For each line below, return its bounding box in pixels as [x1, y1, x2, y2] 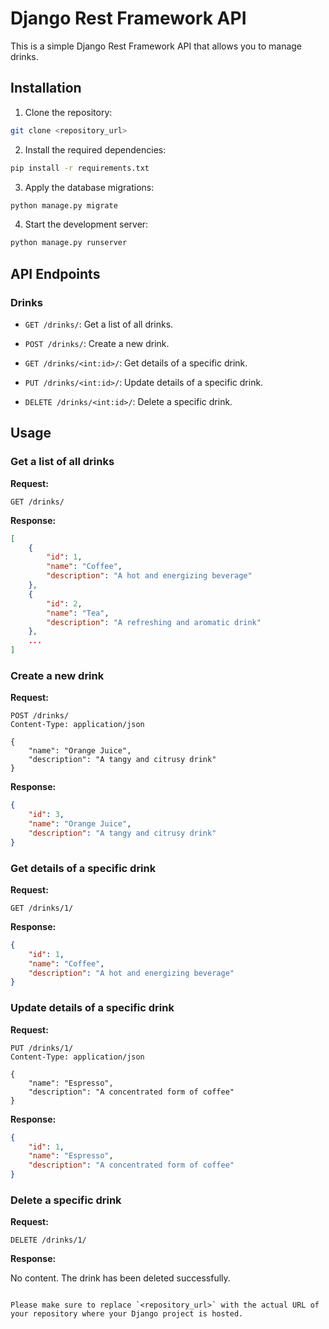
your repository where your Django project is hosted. [10, 1309, 244, 1319]
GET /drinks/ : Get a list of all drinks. [24, 318, 174, 330]
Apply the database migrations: [24, 181, 155, 193]
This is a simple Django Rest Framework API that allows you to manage [10, 40, 303, 52]
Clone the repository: [24, 106, 113, 118]
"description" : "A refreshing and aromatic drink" [46, 617, 262, 627]
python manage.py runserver [10, 238, 128, 248]
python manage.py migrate [10, 200, 118, 211]
